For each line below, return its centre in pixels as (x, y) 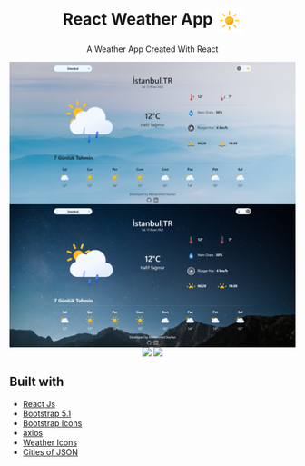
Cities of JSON (50, 451)
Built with (37, 382)
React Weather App (138, 20)
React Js (39, 403)
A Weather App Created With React (152, 49)
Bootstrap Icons (52, 423)
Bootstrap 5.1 (47, 413)
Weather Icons (50, 442)
